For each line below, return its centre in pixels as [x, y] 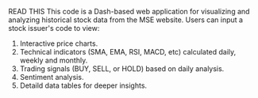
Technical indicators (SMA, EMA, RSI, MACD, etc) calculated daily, [128, 52]
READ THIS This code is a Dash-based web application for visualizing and [129, 11]
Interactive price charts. [59, 43]
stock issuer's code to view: [54, 28]
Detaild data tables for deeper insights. [83, 85]
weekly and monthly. [54, 60]
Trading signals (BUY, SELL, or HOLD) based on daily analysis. [122, 69]
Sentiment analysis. [52, 77]
